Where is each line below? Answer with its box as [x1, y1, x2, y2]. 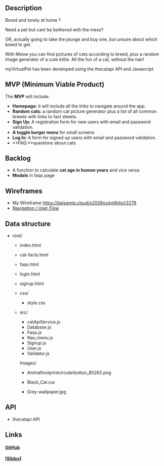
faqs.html [19, 262, 39, 268]
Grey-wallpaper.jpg [27, 389, 66, 395]
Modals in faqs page [12, 173, 55, 179]
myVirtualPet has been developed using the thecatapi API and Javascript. [5, 66, 155, 72]
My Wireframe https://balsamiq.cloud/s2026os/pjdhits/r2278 [12, 200, 137, 206]
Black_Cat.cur [27, 379, 55, 385]
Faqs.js [27, 329, 42, 335]
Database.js [27, 324, 51, 330]
